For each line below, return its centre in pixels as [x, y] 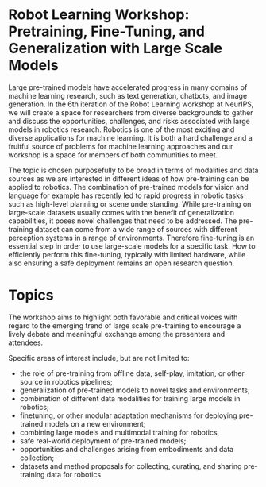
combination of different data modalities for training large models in [130, 398]
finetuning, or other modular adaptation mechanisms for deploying [128, 415]
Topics [31, 295]
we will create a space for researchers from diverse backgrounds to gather [131, 112]
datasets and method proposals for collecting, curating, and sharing [131, 466]
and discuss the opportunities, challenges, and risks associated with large [129, 121]
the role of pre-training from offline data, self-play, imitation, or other [132, 373]
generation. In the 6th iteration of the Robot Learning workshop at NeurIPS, [131, 104]
